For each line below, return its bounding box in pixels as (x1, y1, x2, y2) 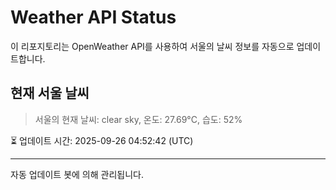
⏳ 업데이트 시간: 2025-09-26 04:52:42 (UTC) (10, 134, 194, 146)
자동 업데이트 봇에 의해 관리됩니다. (10, 168, 144, 180)
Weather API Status (10, 6, 177, 29)
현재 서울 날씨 (10, 85, 90, 102)
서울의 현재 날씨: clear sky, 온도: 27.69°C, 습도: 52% (34, 113, 243, 125)
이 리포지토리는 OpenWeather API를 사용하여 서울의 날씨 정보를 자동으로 (10, 40, 295, 52)
